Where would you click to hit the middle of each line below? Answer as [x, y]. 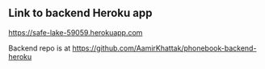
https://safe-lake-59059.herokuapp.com [76, 32]
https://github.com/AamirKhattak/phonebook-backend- [164, 48]
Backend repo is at [40, 48]
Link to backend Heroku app [80, 13]
